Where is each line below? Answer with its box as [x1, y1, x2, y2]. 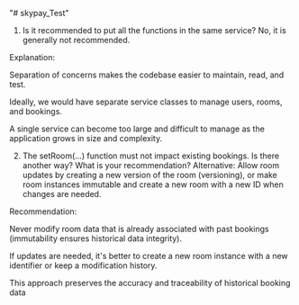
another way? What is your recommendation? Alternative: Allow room [22, 160, 280, 170]
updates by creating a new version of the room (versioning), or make [22, 170, 277, 180]
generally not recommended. [22, 35, 131, 45]
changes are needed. [22, 189, 102, 199]
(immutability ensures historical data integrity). [9, 233, 183, 244]
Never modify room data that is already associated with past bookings [9, 224, 269, 234]
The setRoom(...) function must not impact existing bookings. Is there [22, 150, 280, 161]
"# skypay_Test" [9, 8, 69, 18]
